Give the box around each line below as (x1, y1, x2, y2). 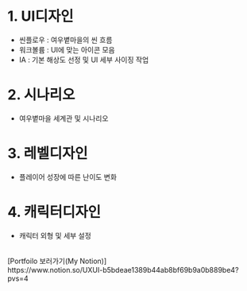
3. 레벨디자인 (7, 145, 88, 163)
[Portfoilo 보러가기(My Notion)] (7, 256, 107, 266)
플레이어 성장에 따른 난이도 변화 (18, 172, 117, 181)
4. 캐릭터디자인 (7, 204, 101, 221)
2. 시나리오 (7, 86, 75, 104)
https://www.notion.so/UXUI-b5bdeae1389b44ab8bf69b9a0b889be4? (7, 265, 239, 274)
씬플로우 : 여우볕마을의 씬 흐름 (18, 35, 113, 45)
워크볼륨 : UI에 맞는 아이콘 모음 (18, 45, 116, 54)
